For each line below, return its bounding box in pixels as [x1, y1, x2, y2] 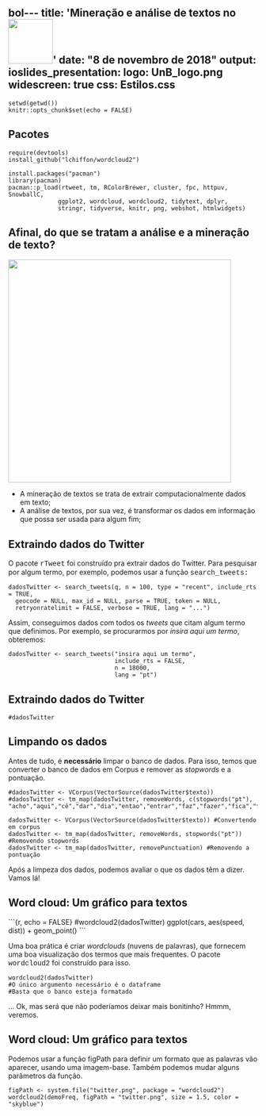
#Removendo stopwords [8, 837, 80, 845]
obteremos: [8, 635, 46, 645]
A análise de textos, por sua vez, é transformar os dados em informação [19, 506, 256, 516]
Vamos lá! [8, 872, 41, 883]
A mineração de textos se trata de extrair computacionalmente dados [19, 489, 246, 499]
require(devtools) [8, 148, 69, 157]
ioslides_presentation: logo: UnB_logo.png [8, 66, 223, 79]
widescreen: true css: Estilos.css [8, 79, 176, 92]
